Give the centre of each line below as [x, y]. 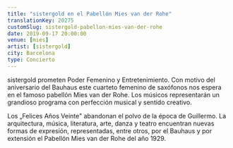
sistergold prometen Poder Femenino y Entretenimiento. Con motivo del [111, 80]
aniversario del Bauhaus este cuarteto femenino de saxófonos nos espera [114, 87]
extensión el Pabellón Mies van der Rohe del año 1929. [87, 138]
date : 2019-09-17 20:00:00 [47, 33]
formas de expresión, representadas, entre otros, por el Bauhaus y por [110, 130]
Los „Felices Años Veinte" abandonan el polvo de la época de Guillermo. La [117, 116]
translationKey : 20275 [41, 20]
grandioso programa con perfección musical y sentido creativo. [100, 102]
